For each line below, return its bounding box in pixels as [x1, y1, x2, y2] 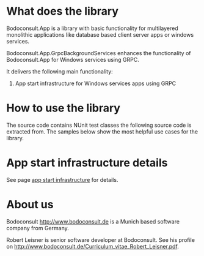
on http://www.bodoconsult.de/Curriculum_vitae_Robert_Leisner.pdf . [6, 243, 179, 250]
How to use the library [6, 101, 121, 115]
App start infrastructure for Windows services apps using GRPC [15, 80, 176, 87]
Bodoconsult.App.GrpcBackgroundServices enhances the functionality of [6, 49, 191, 56]
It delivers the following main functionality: [6, 67, 113, 75]
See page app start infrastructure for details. [6, 176, 118, 183]
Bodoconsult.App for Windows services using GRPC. [6, 56, 139, 63]
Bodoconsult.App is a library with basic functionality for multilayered [6, 24, 178, 32]
